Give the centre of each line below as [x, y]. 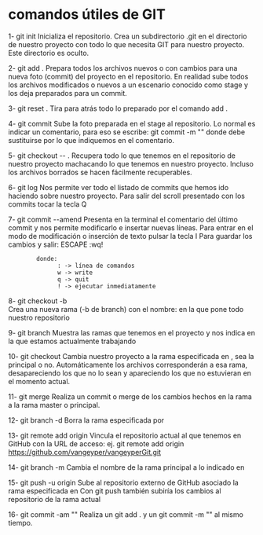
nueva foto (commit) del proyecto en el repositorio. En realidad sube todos [128, 76]
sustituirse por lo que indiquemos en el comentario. [91, 140]
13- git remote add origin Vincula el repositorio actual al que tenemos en [125, 435]
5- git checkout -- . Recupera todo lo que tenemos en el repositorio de [122, 156]
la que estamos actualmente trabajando [72, 341]
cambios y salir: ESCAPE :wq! [56, 244]
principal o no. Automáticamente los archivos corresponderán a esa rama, [128, 365]
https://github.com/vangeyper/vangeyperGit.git [85, 452]
